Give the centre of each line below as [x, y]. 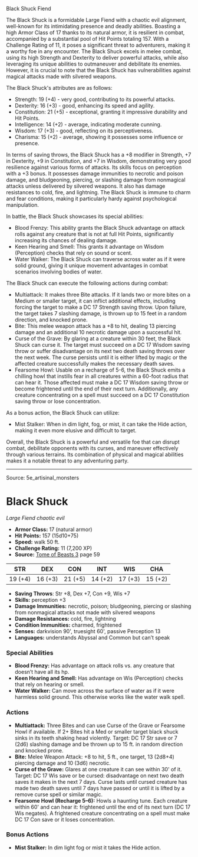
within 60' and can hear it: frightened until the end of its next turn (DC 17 [103, 807]
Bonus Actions [27, 835]
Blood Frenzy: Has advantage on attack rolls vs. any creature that [95, 666]
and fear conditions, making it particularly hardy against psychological [91, 198]
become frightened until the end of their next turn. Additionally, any [96, 389]
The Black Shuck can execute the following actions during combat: [87, 283]
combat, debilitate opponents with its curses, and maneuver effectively [92, 448]
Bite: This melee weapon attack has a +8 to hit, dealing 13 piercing [95, 326]
